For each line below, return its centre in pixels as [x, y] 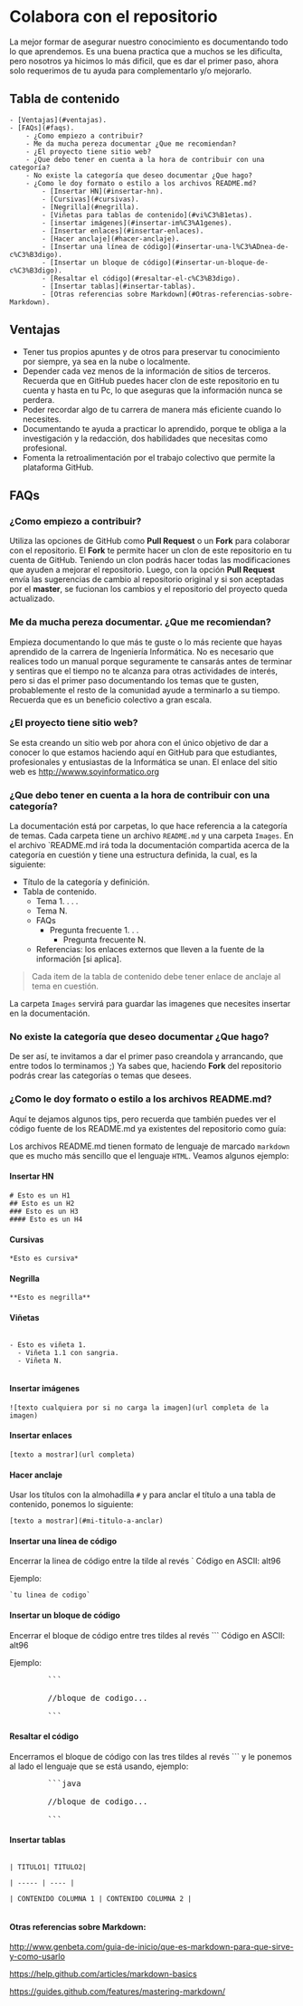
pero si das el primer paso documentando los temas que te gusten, [134, 680]
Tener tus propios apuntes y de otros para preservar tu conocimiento [151, 351]
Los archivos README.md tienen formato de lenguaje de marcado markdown [150, 1146]
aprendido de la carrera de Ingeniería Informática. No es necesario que [142, 651]
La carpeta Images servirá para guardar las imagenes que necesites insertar [150, 1004]
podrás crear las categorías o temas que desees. [100, 1075]
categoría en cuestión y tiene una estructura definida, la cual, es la [133, 855]
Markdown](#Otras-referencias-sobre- [222, 294]
